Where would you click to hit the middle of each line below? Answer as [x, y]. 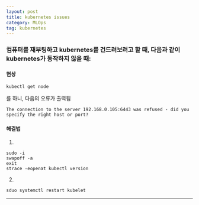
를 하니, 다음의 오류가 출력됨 [38, 99]
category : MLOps [26, 22]
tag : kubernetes [26, 28]
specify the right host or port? [47, 115]
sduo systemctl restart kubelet [46, 190]
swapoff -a [20, 158]
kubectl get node [28, 87]
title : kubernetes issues [38, 17]
